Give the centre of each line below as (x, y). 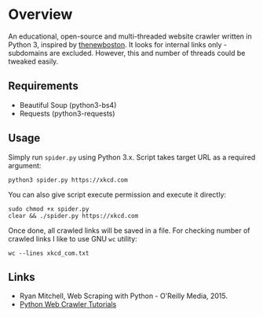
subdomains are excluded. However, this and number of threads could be (127, 53)
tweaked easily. (33, 61)
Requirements (43, 86)
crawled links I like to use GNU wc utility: (73, 238)
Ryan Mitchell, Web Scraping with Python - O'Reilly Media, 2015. (124, 296)
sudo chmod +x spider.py (49, 209)
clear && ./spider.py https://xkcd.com (73, 216)
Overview (40, 15)
